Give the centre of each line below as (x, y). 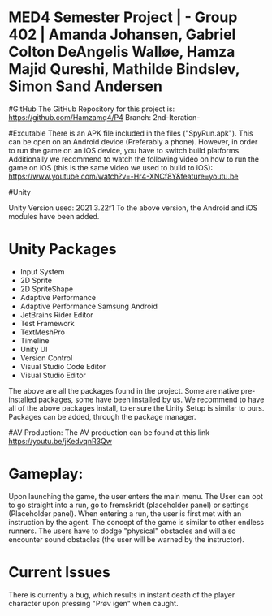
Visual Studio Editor (53, 375)
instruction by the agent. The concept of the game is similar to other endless (136, 522)
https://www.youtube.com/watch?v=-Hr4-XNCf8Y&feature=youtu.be (123, 176)
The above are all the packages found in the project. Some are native (124, 390)
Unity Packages (63, 250)
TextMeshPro (42, 332)
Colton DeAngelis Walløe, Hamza (122, 52)
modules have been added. (54, 216)
